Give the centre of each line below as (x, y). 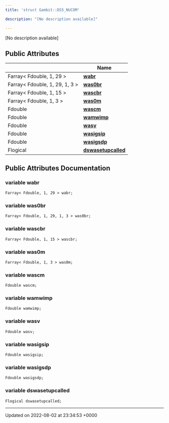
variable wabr (22, 182)
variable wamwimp (29, 298)
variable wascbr (25, 229)
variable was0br (26, 205)
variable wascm (25, 275)
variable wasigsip (27, 344)
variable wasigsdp (28, 367)
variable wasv (23, 321)
